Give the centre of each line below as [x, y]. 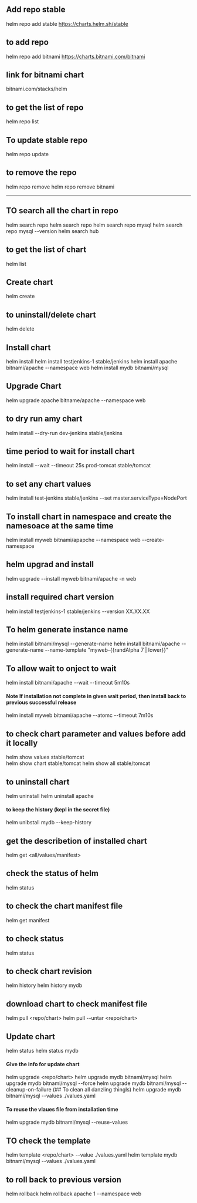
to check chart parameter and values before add [96, 734]
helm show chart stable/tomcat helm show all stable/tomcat [78, 763]
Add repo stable [36, 10]
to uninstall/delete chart [51, 314]
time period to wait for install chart [70, 451]
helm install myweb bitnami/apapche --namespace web [73, 540]
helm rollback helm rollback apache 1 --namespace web [74, 1194]
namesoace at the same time [60, 526]
